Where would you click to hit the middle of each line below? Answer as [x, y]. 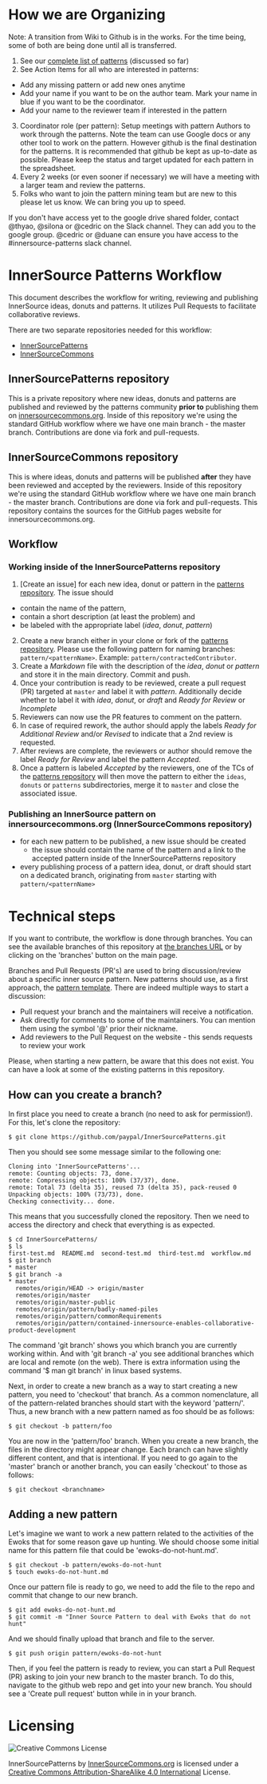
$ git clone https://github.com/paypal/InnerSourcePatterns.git [117, 1137]
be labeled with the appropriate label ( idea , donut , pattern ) [116, 626]
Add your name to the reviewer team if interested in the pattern [123, 110]
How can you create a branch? [85, 1095]
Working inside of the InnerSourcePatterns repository [114, 566]
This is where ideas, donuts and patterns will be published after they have [130, 476]
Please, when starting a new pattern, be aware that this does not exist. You [131, 1061]
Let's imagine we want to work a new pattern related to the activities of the [131, 1534]
